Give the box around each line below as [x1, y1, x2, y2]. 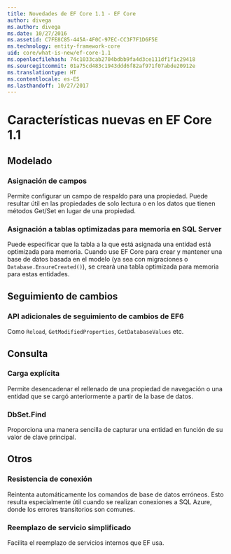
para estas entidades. [7, 270, 70, 278]
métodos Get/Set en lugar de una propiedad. [7, 207, 136, 215]
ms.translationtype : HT [7, 69, 77, 76]
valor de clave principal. [7, 433, 77, 442]
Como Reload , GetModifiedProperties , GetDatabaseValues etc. [7, 327, 184, 336]
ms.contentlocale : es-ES [7, 75, 80, 83]
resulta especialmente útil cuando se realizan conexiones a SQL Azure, [7, 497, 212, 506]
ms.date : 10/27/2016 [7, 29, 68, 37]
